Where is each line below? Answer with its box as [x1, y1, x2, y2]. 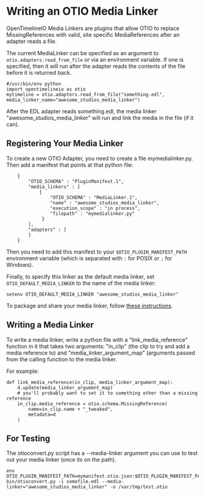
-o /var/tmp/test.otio [110, 484, 168, 490]
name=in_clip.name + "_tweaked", [28, 406, 113, 412]
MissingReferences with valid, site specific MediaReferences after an [6, 31, 180, 38]
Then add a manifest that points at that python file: [6, 161, 134, 168]
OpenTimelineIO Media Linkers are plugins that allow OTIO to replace [6, 24, 180, 32]
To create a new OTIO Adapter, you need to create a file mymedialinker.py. [6, 154, 193, 162]
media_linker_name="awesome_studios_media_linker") [6, 97, 140, 103]
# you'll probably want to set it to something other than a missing [17, 390, 198, 396]
